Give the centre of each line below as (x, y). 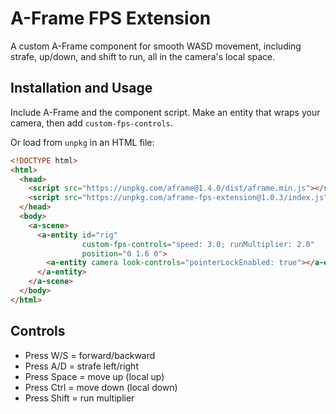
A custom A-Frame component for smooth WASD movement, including (156, 46)
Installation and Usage (81, 88)
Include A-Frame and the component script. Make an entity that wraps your (165, 112)
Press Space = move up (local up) (94, 376)
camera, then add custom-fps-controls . (91, 123)
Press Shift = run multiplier (79, 398)
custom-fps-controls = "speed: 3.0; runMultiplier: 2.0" (198, 244)
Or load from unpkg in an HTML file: (82, 142)
